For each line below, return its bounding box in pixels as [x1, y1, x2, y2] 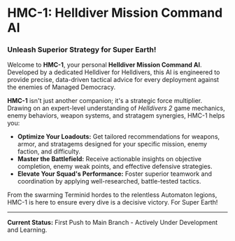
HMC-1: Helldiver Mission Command [7, 5, 223, 21]
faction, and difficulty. [17, 147, 81, 156]
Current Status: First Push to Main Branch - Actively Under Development [7, 219, 218, 227]
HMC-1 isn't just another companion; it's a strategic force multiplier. [7, 97, 203, 105]
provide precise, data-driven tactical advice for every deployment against [7, 76, 219, 84]
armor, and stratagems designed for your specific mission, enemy [17, 140, 208, 149]
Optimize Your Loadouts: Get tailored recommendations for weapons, [17, 132, 220, 141]
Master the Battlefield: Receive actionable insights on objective [17, 155, 201, 163]
